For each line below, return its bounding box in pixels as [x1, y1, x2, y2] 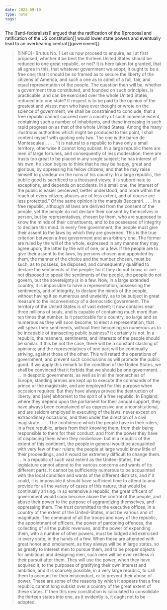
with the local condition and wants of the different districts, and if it [17, 472, 155, 478]
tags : [5, 16, 16, 21]
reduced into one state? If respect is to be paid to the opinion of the [17, 98, 156, 104]
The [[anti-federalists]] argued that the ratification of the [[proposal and [5, 30, 152, 36]
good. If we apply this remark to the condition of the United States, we [17, 362, 162, 368]
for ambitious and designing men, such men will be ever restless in [17, 552, 154, 558]
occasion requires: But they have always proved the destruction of [17, 388, 154, 394]
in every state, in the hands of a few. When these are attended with [17, 536, 155, 542]
